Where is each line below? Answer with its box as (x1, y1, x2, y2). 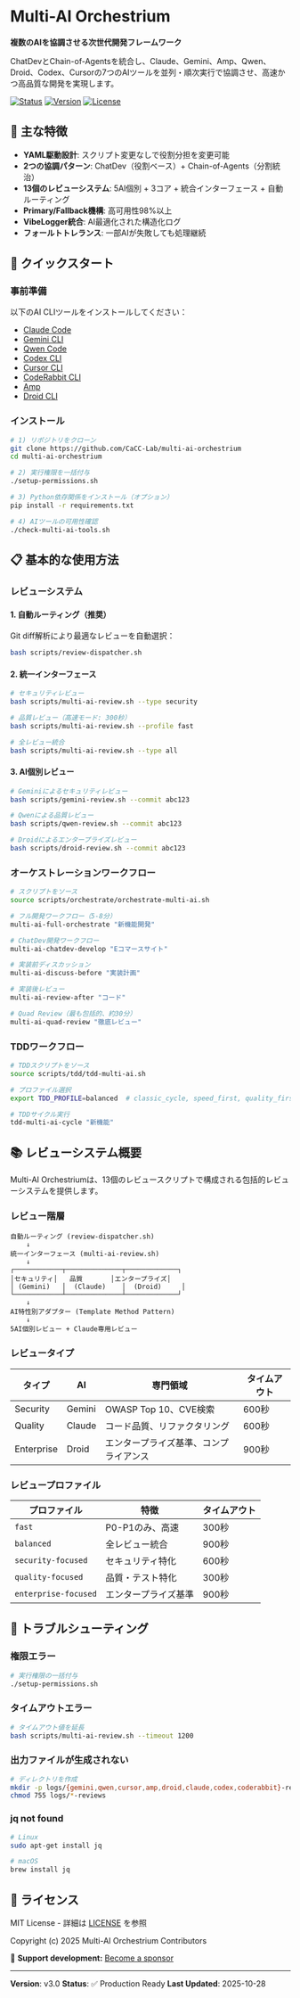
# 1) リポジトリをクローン (10, 435, 97, 445)
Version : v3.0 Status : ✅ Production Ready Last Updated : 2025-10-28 (10, 1977, 266, 1989)
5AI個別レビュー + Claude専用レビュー (10, 1325, 138, 1334)
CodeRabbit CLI (22, 372, 81, 382)
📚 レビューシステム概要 (10, 1145, 142, 1160)
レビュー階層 (10, 1210, 66, 1222)
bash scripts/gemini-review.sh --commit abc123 (10, 795, 191, 804)
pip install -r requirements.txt (10, 501, 134, 510)
